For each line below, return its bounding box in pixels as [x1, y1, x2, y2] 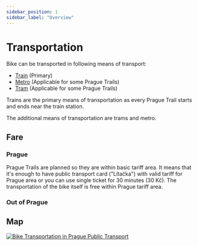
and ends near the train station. [6, 103, 85, 110]
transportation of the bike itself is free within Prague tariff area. [6, 183, 163, 191]
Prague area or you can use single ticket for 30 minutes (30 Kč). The [6, 177, 177, 184]
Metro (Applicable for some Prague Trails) [14, 78, 120, 86]
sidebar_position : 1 [6, 8, 59, 15]
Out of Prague [6, 198, 48, 207]
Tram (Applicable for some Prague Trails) [14, 85, 118, 92]
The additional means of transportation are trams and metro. [6, 115, 157, 122]
